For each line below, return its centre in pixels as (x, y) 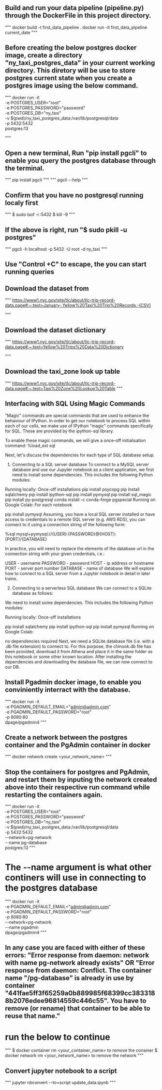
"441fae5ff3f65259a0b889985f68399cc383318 (80, 993)
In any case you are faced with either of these (75, 948)
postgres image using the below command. (72, 86)
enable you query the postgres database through (81, 161)
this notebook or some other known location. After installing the (68, 657)
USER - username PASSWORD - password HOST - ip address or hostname (79, 563)
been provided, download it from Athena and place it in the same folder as (79, 651)
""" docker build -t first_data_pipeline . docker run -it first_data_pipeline (76, 27)
